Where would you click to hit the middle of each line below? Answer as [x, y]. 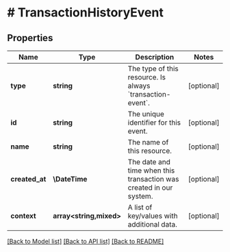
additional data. [153, 224]
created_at [28, 179]
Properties [30, 38]
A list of [140, 207]
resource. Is [147, 77]
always [139, 86]
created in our [150, 188]
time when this [151, 171]
